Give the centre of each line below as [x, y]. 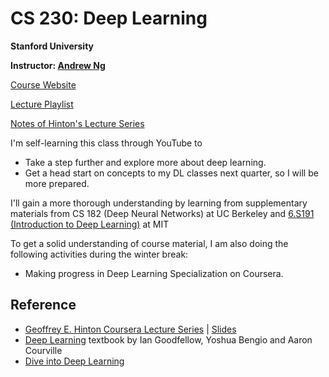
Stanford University [52, 46]
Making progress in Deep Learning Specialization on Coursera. [154, 273]
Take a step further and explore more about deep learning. [145, 162]
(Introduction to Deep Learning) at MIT [90, 224]
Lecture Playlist [42, 104]
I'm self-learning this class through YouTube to [106, 143]
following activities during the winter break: [99, 254]
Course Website [43, 84]
